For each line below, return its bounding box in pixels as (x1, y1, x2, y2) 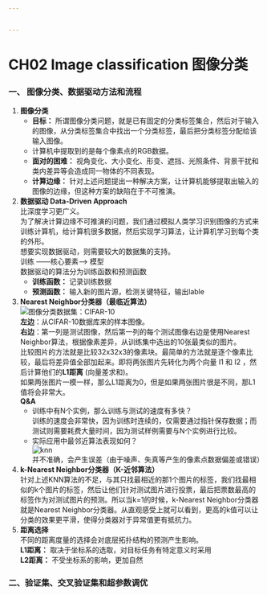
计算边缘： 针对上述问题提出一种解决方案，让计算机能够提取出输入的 (31, 176, 259, 186)
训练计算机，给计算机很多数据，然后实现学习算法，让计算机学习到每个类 (19, 227, 259, 236)
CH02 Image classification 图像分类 (8, 55, 249, 73)
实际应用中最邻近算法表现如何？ (31, 436, 138, 446)
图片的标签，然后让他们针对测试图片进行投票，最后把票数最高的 (45, 485, 257, 494)
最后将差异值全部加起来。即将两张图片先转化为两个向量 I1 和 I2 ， (34, 357, 250, 367)
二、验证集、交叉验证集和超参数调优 (8, 577, 148, 589)
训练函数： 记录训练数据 (31, 277, 112, 286)
